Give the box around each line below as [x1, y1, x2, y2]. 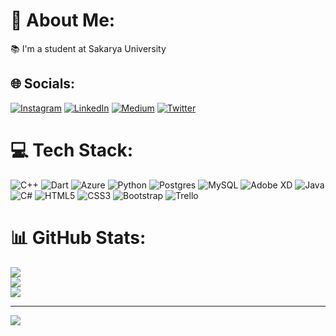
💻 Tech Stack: [10, 139, 134, 161]
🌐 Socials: [10, 75, 76, 93]
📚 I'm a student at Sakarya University [10, 42, 167, 54]
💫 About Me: [10, 9, 116, 32]
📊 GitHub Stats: [10, 226, 147, 249]
